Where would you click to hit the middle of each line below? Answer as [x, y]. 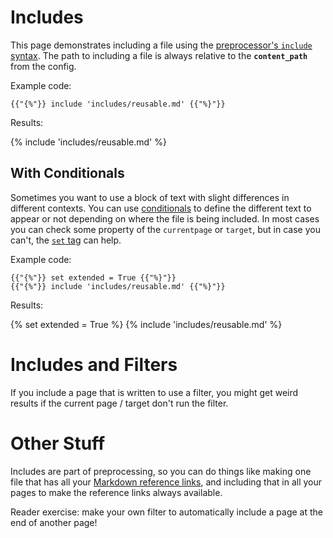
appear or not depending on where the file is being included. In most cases [165, 218]
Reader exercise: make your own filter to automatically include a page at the [167, 512]
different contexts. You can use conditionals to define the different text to [161, 208]
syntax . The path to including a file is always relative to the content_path [159, 55]
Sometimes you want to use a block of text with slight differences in [150, 197]
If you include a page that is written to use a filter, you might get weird [154, 392]
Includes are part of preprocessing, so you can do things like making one [161, 471]
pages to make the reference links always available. [116, 492]
